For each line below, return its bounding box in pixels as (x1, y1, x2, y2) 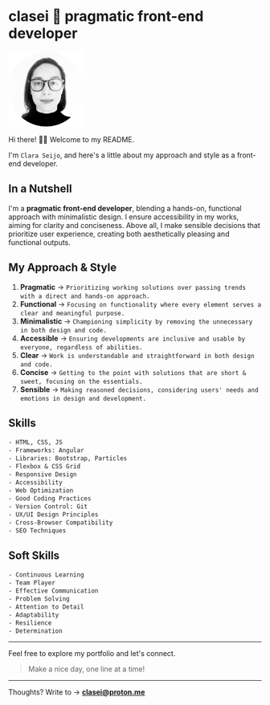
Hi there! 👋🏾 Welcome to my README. (8, 134, 135, 144)
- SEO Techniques (8, 527, 67, 535)
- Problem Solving (8, 595, 70, 603)
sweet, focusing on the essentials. (19, 377, 143, 385)
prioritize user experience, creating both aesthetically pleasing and (8, 229, 230, 238)
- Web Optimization (8, 487, 74, 495)
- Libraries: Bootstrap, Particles (8, 454, 128, 463)
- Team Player (8, 579, 56, 587)
